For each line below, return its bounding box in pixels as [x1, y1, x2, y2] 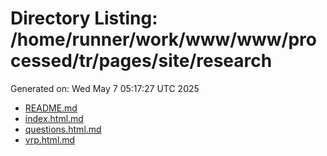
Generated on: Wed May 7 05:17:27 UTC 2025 [10, 82, 200, 94]
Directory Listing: [10, 7, 158, 30]
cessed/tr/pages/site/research [10, 50, 273, 72]
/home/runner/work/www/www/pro [10, 28, 317, 51]
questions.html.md [24, 123, 102, 135]
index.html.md [24, 112, 84, 124]
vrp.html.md [24, 133, 76, 146]
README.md [24, 102, 78, 114]
